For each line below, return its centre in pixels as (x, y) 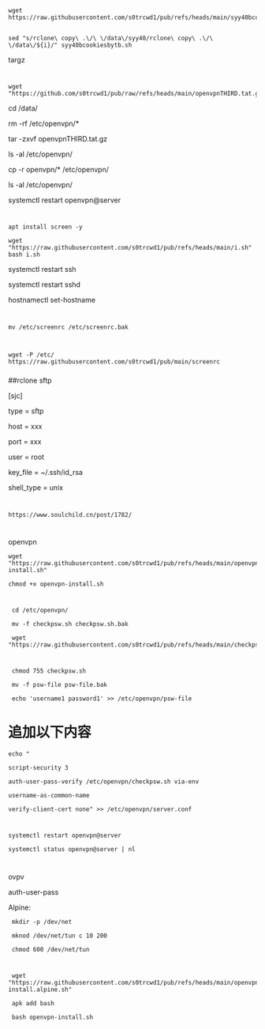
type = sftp (26, 411)
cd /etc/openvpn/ (40, 611)
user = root (26, 457)
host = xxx (25, 427)
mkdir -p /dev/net (42, 922)
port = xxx (25, 442)
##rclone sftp (30, 381)
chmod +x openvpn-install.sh (56, 584)
